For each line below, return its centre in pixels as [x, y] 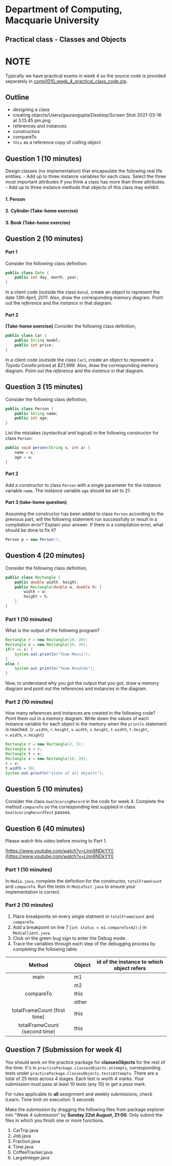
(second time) [38, 1031]
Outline [17, 97]
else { [12, 664]
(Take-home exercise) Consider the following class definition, [71, 326]
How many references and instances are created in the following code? [80, 713]
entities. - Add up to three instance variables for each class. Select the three [86, 176]
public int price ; [34, 345]
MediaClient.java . [32, 933]
